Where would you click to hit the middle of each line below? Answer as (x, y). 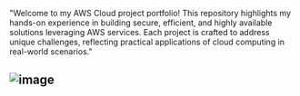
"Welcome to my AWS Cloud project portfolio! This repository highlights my (150, 13)
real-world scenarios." (51, 52)
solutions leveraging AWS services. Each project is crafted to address (140, 32)
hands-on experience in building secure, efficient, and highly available (141, 23)
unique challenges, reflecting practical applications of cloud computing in (147, 42)
